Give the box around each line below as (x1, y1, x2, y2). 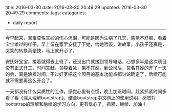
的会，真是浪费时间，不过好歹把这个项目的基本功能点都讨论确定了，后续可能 (5, 71, 167, 77)
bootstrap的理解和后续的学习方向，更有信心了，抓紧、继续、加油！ (5, 101, 147, 107)
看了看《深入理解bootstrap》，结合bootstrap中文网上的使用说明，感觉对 (5, 95, 156, 101)
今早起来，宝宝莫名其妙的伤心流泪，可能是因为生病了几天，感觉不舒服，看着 (5, 35, 167, 41)
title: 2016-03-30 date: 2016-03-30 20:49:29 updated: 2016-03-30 (5, 5, 147, 10)
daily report (12, 20, 37, 25)
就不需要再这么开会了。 (5, 77, 55, 83)
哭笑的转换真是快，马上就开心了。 (5, 48, 77, 53)
